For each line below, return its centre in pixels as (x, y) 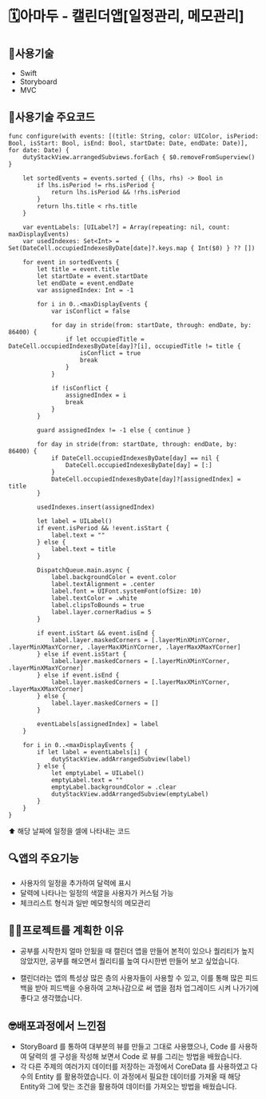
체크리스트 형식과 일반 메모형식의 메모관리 (85, 903)
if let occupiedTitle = (105, 339)
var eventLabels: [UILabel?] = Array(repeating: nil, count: (126, 227)
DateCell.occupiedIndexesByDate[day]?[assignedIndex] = (146, 479)
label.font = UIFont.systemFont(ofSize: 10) (126, 591)
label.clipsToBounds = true (98, 605)
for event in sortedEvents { (71, 262)
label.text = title (83, 549)
